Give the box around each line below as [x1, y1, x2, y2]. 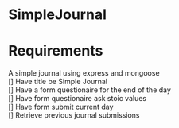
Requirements [8, 42, 103, 60]
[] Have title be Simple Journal [8, 77, 107, 87]
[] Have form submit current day [8, 102, 114, 112]
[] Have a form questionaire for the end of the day [8, 85, 171, 95]
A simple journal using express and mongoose [8, 68, 161, 78]
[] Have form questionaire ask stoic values [8, 94, 147, 103]
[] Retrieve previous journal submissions [8, 111, 140, 120]
